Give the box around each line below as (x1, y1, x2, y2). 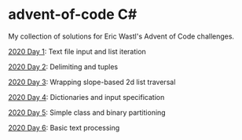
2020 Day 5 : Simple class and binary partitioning (8, 108, 167, 117)
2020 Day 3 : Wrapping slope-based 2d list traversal (8, 77, 176, 87)
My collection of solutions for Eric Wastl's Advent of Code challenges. (8, 31, 234, 41)
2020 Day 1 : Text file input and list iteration (8, 46, 147, 56)
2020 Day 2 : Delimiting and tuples (8, 61, 119, 72)
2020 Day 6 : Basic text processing (8, 123, 120, 132)
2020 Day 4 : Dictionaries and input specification (8, 92, 165, 101)
